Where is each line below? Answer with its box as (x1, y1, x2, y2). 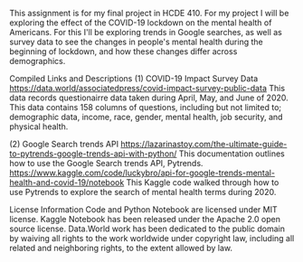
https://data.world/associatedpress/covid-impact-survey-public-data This (9, 83, 286, 93)
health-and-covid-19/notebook (9, 177, 125, 188)
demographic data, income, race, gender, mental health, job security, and (9, 112, 283, 122)
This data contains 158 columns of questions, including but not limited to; (9, 102, 282, 112)
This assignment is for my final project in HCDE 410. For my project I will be (9, 8, 289, 18)
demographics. (9, 56, 66, 66)
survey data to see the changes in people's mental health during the (9, 36, 264, 47)
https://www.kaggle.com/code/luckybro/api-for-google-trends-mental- (9, 167, 276, 178)
